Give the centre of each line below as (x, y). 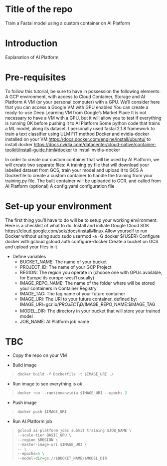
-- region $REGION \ (38, 440)
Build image (24, 365)
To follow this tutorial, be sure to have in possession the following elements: (83, 91)
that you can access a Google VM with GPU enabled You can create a (77, 107)
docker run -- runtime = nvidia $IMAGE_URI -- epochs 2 (72, 393)
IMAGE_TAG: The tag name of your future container (73, 293)
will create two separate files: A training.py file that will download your (77, 165)
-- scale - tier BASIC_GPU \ (44, 435)
